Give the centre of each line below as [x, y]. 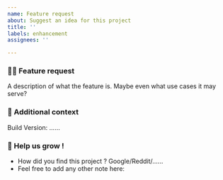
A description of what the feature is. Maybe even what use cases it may [112, 86]
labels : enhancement [38, 34]
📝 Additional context [43, 112]
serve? [17, 94]
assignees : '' [28, 40]
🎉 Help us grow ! [36, 145]
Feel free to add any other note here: [71, 169]
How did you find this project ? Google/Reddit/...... [90, 161]
